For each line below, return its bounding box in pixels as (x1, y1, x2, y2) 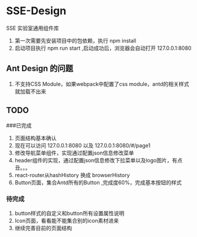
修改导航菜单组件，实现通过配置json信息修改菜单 (14, 149, 134, 156)
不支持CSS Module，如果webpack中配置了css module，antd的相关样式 (14, 80, 189, 87)
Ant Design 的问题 (6, 63, 73, 73)
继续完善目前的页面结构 (14, 224, 72, 232)
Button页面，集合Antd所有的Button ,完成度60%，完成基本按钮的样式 (14, 179, 182, 186)
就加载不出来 (14, 88, 46, 95)
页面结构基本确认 (14, 134, 57, 142)
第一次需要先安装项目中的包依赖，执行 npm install (14, 37, 137, 44)
